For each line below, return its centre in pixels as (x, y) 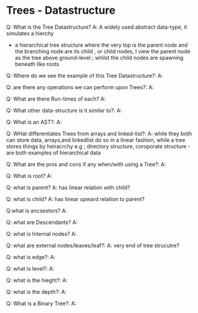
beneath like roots (37, 64)
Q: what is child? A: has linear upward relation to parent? (75, 199)
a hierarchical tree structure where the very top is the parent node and (101, 45)
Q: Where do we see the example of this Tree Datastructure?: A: (85, 75)
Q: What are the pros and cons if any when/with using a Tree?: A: (86, 164)
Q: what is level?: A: (30, 268)
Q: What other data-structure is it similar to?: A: (64, 110)
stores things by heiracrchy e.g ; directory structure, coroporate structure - (98, 146)
